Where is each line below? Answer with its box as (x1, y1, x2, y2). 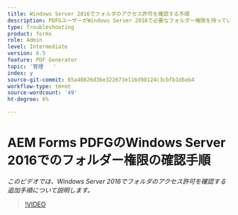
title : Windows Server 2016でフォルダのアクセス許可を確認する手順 (7, 10, 190, 18)
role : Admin (7, 37, 42, 44)
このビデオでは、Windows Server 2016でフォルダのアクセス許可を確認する (7, 177, 227, 185)
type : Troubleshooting (7, 23, 74, 30)
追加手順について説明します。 (7, 185, 94, 194)
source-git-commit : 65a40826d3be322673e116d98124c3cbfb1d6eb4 (7, 76, 195, 83)
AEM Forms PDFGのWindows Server (7, 135, 226, 151)
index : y (7, 69, 33, 76)
